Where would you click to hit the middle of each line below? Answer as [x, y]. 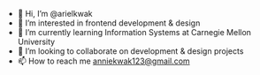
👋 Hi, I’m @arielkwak [55, 14]
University [36, 41]
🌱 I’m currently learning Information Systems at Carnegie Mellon [134, 32]
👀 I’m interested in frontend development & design [109, 23]
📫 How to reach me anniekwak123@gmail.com [103, 61]
